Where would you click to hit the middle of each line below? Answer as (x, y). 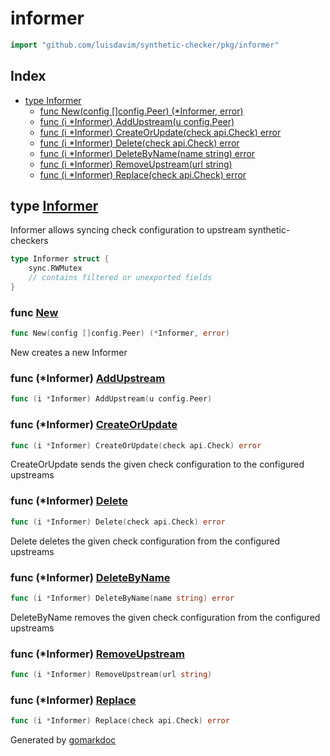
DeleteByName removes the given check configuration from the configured (165, 617)
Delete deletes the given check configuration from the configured (145, 541)
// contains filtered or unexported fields (120, 278)
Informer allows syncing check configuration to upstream (128, 230)
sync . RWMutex (55, 268)
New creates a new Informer (69, 353)
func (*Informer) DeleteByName (90, 577)
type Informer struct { (60, 259)
